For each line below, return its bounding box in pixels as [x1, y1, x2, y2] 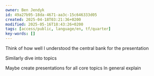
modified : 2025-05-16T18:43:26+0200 [5, 21, 83, 27]
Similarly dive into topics [5, 55, 57, 61]
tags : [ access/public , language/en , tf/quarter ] [5, 27, 111, 32]
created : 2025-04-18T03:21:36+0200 [5, 17, 81, 22]
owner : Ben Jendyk [5, 7, 45, 13]
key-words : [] [5, 31, 36, 36]
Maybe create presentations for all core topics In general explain [5, 65, 141, 71]
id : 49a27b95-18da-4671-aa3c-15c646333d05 [5, 12, 97, 17]
